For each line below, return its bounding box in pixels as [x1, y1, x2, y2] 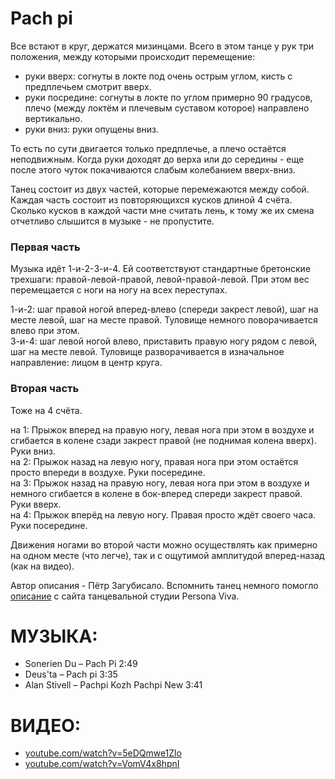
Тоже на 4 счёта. [10, 404, 83, 416]
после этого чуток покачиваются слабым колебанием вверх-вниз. [10, 163, 296, 176]
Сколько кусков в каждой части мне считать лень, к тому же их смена [10, 204, 315, 216]
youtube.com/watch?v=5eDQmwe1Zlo [24, 747, 182, 759]
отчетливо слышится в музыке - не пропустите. [10, 215, 215, 227]
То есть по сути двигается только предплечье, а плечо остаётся [10, 142, 287, 154]
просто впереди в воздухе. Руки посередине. [10, 466, 206, 478]
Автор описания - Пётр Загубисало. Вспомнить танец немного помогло [10, 579, 319, 591]
